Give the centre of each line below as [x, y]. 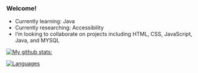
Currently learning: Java [45, 22]
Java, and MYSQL [37, 41]
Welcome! [22, 8]
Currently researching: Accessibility [59, 28]
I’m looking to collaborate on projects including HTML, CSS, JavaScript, [104, 34]
